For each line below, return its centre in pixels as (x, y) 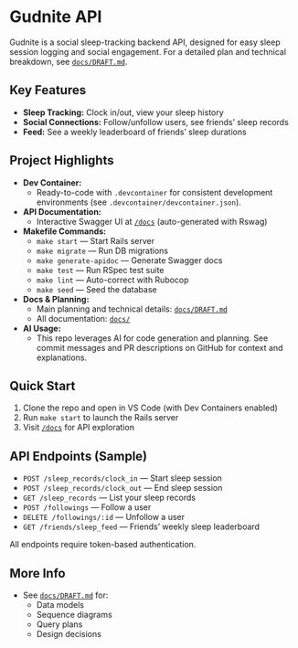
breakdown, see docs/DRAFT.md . (69, 61)
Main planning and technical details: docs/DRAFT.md (132, 309)
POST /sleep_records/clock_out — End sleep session (122, 488)
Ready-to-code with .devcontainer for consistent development (154, 192)
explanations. (62, 357)
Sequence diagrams (74, 615)
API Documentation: (62, 211)
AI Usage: (42, 328)
